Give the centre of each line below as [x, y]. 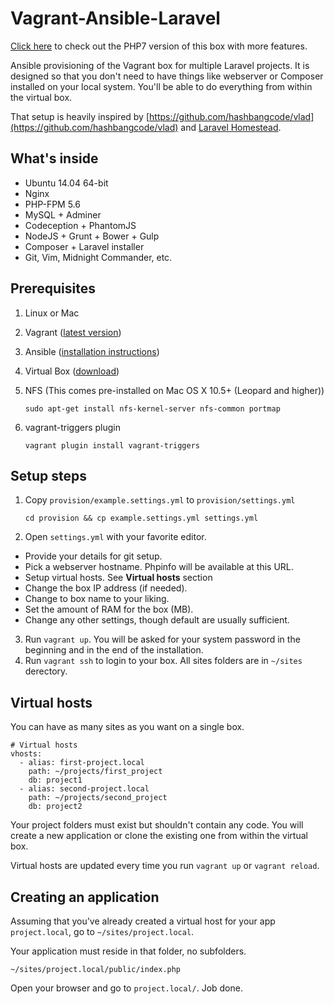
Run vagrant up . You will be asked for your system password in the [162, 639]
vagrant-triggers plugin [72, 427]
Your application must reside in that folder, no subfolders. [128, 951]
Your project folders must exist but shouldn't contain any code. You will [157, 825]
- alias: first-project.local [82, 763]
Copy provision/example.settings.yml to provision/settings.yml [160, 500]
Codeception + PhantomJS [80, 225]
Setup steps [48, 475]
